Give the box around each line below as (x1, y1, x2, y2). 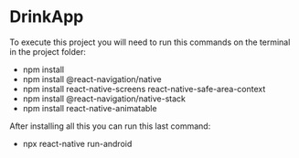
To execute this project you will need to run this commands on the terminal (9, 37, 291, 47)
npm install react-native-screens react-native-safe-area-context (22, 83, 266, 94)
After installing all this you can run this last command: (9, 121, 211, 132)
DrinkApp (9, 6, 84, 27)
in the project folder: (9, 46, 87, 57)
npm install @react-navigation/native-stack (22, 93, 186, 104)
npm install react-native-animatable (22, 102, 157, 113)
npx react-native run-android (22, 138, 133, 149)
